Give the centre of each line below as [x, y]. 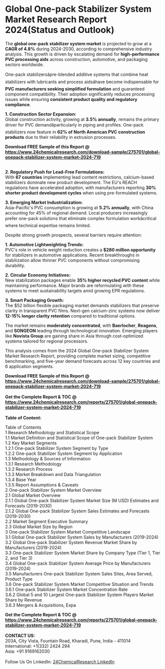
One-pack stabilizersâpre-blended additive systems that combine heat [77, 74]
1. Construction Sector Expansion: [41, 114]
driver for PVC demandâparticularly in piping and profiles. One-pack [74, 125]
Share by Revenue [24, 600]
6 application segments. [30, 366]
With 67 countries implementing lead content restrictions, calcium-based [80, 177]
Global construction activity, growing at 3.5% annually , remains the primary [82, 119]
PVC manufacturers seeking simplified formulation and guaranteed [75, 89]
